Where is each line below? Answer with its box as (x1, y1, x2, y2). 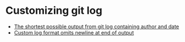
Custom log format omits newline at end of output (13, 29, 134, 36)
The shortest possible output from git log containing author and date (13, 23, 180, 30)
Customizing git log (5, 4, 103, 17)
